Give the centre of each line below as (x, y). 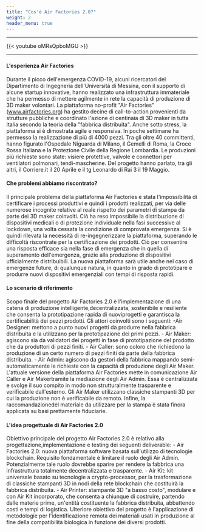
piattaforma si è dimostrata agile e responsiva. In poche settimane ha (93, 130)
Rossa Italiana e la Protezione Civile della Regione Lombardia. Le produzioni (101, 150)
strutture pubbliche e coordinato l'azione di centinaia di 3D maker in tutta (98, 118)
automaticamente (28, 366)
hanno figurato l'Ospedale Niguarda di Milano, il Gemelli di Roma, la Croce (99, 144)
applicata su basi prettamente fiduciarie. (57, 411)
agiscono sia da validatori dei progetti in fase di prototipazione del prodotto (100, 340)
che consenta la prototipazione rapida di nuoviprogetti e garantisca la (93, 314)
